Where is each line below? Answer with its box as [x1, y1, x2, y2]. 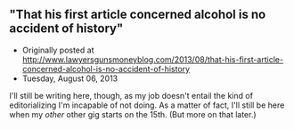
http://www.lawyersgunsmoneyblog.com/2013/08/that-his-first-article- [21, 53, 283, 65]
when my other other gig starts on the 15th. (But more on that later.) [9, 109, 257, 119]
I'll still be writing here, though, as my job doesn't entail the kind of [9, 90, 254, 101]
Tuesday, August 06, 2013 [21, 73, 118, 84]
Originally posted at [21, 44, 94, 55]
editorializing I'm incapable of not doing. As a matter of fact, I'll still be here [9, 100, 285, 110]
